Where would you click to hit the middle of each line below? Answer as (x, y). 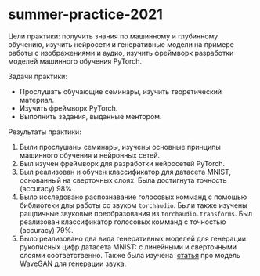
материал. (37, 100)
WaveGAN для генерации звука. (73, 263)
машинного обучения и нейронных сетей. (90, 155)
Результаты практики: (45, 132)
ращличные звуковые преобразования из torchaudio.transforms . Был (136, 213)
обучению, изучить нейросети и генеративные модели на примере (121, 44)
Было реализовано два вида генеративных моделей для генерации (133, 238)
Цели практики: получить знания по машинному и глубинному (113, 36)
